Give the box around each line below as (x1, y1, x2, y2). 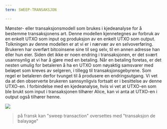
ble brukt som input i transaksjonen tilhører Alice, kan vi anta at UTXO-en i (5, 88, 158, 94)
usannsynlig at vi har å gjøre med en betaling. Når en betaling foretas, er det (5, 57, 162, 63)
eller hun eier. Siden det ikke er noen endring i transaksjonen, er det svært (5, 52, 158, 58)
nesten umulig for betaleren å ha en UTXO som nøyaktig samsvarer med (5, 62, 154, 68)
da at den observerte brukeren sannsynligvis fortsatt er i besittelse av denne (5, 78, 162, 84)
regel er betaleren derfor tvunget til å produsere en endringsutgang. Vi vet (5, 72, 158, 78)
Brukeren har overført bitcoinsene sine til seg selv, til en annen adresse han (5, 46, 161, 52)
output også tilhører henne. (5, 94, 61, 100)
